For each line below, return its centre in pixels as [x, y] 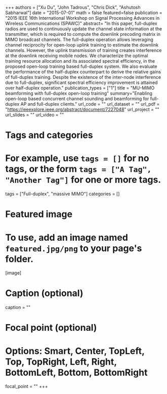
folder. [19, 259]
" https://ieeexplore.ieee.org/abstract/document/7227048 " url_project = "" [82, 109]
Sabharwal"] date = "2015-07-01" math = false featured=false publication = [84, 13]
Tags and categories [49, 135]
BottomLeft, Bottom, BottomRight [76, 373]
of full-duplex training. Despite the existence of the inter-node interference [83, 77]
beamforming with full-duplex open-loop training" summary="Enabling [79, 93]
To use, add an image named [67, 237]
